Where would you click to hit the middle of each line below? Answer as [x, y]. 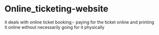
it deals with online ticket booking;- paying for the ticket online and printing [79, 22]
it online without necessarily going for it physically [55, 27]
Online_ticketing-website [56, 9]
